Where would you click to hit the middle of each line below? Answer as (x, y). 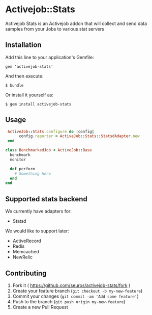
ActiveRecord (27, 241)
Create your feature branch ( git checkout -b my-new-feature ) (78, 291)
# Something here (33, 174)
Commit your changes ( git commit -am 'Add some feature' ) (75, 296)
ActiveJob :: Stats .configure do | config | (51, 132)
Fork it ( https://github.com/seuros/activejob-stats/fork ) (71, 285)
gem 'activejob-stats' (29, 67)
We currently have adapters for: (39, 211)
